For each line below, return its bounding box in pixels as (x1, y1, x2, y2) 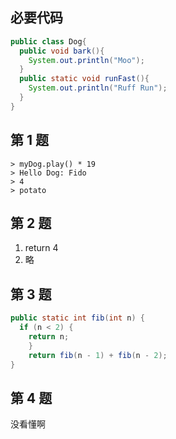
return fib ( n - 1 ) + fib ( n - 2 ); (28, 350, 168, 360)
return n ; (28, 332, 70, 342)
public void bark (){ (19, 46, 105, 56)
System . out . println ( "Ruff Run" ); (28, 83, 168, 93)
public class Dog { (10, 36, 87, 47)
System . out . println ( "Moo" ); (28, 55, 145, 65)
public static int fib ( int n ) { (10, 313, 145, 323)
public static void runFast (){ (19, 74, 150, 84)
